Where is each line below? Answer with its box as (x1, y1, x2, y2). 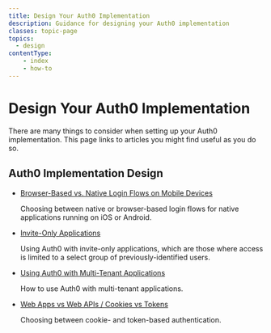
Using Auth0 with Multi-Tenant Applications (19, 268, 166, 277)
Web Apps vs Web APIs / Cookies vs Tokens (19, 299, 168, 309)
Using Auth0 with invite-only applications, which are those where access (19, 243, 264, 253)
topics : (8, 34, 35, 43)
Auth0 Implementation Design (8, 166, 163, 180)
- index (23, 57, 49, 65)
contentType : (8, 49, 53, 57)
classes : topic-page (8, 27, 78, 35)
